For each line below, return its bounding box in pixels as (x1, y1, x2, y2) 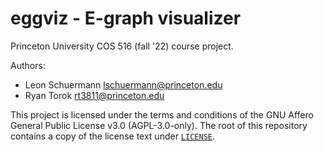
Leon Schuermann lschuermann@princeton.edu (24, 78, 223, 91)
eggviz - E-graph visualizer (10, 7, 242, 30)
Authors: (10, 59, 46, 71)
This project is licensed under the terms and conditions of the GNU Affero (10, 108, 314, 121)
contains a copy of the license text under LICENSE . (10, 130, 216, 142)
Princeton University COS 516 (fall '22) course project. (10, 40, 234, 52)
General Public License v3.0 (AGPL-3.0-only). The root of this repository (10, 119, 308, 131)
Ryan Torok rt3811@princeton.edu (24, 89, 165, 101)
